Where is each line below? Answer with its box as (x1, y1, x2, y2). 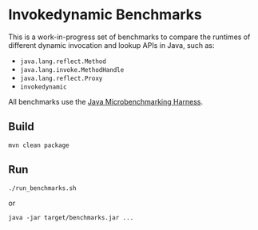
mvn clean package (8, 141, 69, 149)
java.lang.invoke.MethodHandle (19, 65, 125, 73)
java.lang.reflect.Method (19, 57, 106, 65)
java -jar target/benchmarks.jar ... (8, 213, 134, 221)
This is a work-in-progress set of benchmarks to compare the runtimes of (8, 32, 251, 42)
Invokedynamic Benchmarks (8, 6, 202, 24)
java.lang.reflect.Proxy (19, 74, 103, 82)
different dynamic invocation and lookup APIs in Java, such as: (8, 40, 215, 50)
